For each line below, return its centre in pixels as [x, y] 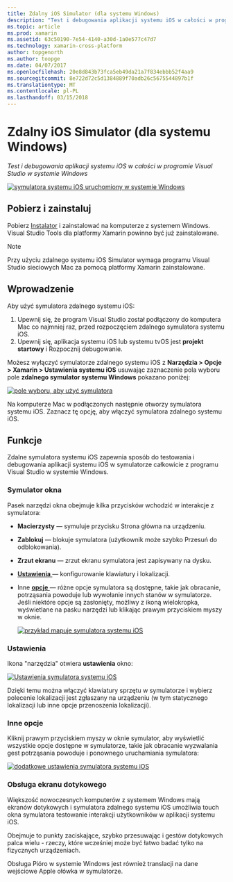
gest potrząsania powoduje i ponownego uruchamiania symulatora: [103, 753]
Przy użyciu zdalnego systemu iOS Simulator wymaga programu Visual [109, 260]
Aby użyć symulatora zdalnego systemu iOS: [71, 306]
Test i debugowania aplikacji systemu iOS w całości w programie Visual [110, 166]
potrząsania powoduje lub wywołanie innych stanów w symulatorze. [114, 594]
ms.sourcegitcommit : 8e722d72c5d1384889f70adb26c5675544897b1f [101, 78]
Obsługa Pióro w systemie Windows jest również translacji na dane [103, 863]
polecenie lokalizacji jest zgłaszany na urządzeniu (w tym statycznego [107, 697]
